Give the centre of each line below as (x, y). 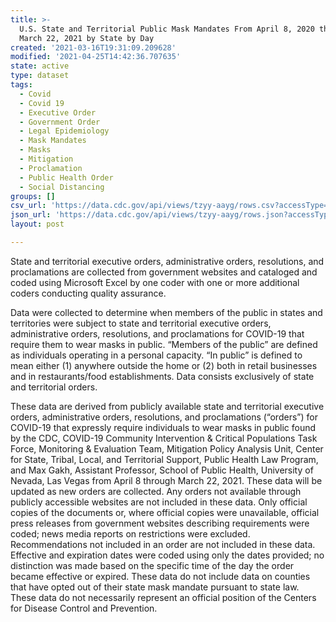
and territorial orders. (54, 387)
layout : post (37, 224)
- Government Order (60, 122)
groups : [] (33, 196)
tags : (21, 85)
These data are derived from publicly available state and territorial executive (167, 406)
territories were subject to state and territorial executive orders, (141, 323)
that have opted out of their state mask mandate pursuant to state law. (155, 587)
